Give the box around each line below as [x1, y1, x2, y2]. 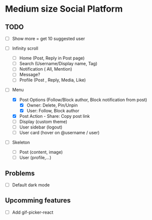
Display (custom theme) [19, 118, 67, 125]
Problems [5, 169, 35, 177]
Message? [19, 72, 40, 77]
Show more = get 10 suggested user [12, 36, 85, 41]
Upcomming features [5, 196, 71, 205]
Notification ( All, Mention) [19, 66, 72, 72]
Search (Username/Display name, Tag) [19, 61, 97, 67]
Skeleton [12, 139, 30, 145]
